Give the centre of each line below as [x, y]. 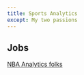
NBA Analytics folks [35, 64]
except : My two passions [42, 20]
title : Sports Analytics [42, 13]
